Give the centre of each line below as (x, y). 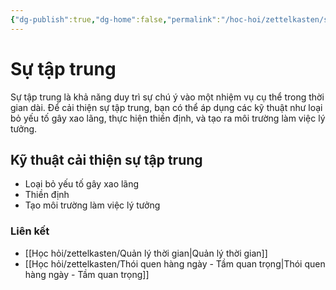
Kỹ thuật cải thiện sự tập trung (106, 159)
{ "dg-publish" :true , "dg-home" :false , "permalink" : (116, 19)
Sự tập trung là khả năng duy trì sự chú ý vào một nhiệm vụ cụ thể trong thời (167, 97)
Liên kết (30, 231)
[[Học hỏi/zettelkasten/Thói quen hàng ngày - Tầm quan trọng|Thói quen (175, 263)
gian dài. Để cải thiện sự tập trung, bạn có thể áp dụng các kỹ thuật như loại (166, 107)
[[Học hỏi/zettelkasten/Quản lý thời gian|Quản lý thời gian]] (146, 253)
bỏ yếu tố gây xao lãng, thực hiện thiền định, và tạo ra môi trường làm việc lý (168, 118)
